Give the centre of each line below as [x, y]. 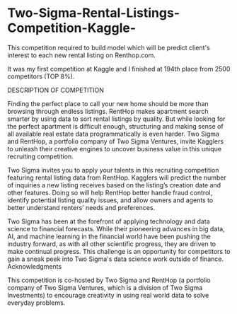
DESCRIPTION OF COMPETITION [56, 90]
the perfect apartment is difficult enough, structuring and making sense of [116, 126]
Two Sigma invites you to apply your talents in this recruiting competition [113, 170]
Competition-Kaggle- [72, 28]
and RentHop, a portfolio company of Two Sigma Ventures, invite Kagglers [116, 141]
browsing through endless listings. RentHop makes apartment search [108, 111]
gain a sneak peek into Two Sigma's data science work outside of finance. [116, 259]
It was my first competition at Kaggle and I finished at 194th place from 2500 [119, 69]
